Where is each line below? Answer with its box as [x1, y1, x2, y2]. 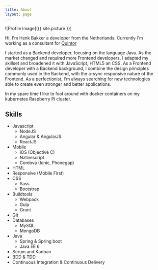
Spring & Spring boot [19, 238, 62, 244]
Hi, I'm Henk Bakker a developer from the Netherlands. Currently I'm [5, 35, 143, 41]
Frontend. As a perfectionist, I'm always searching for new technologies [5, 76, 151, 82]
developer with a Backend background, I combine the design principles [5, 65, 149, 71]
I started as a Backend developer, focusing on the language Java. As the [5, 50, 152, 56]
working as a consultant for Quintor [5, 40, 77, 46]
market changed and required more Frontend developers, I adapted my [5, 55, 149, 61]
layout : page [5, 12, 32, 17]
